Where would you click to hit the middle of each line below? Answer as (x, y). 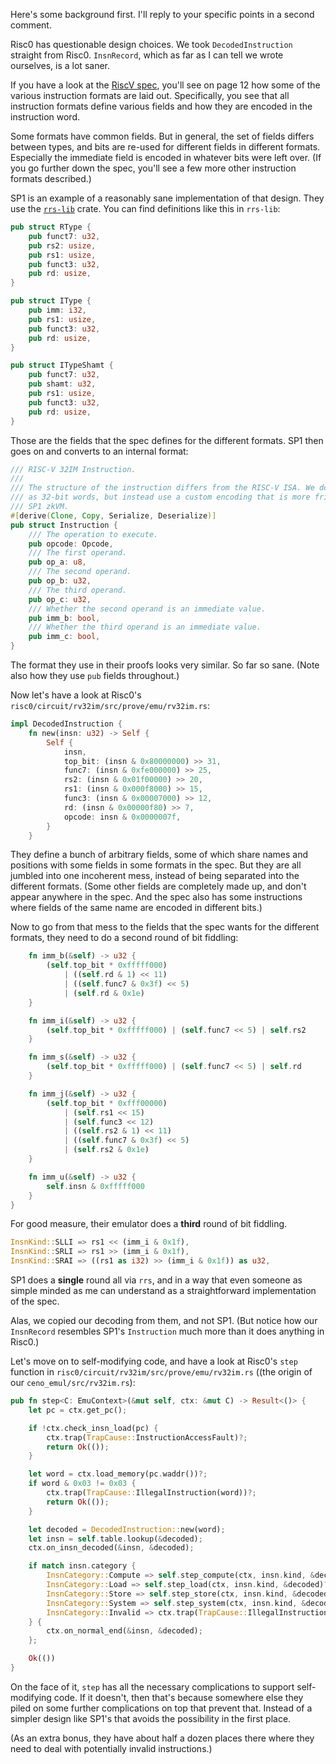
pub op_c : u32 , (60, 599)
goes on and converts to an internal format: (99, 451)
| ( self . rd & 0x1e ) (104, 993)
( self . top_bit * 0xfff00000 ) (107, 1103)
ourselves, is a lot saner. (60, 65)
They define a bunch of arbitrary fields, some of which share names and (159, 855)
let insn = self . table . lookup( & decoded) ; (115, 1539)
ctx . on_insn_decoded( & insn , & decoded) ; (111, 1548)
